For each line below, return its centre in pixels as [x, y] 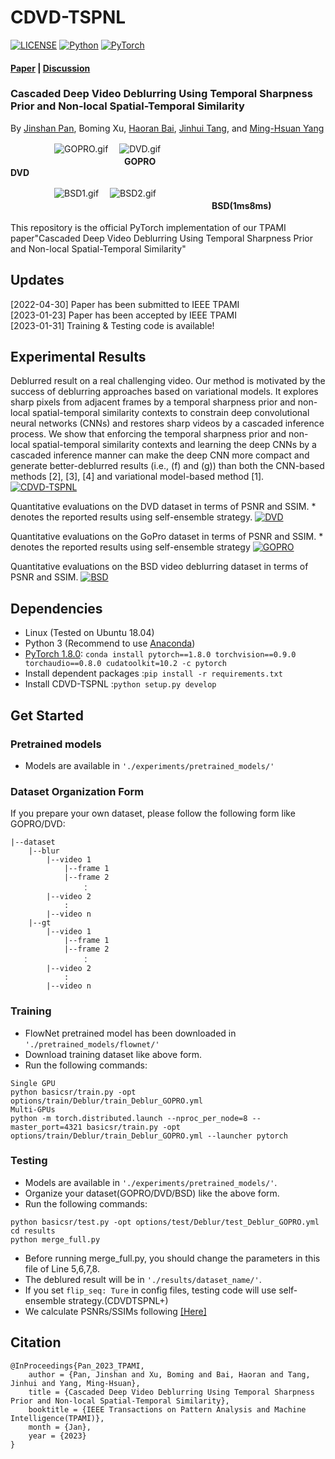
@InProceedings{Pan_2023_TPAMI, [77, 1366]
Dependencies [56, 608]
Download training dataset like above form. [113, 1054]
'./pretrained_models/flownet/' [92, 1044]
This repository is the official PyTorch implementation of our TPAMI [148, 227]
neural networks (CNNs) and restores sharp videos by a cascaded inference [167, 423]
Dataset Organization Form [77, 791]
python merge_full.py [55, 1239]
